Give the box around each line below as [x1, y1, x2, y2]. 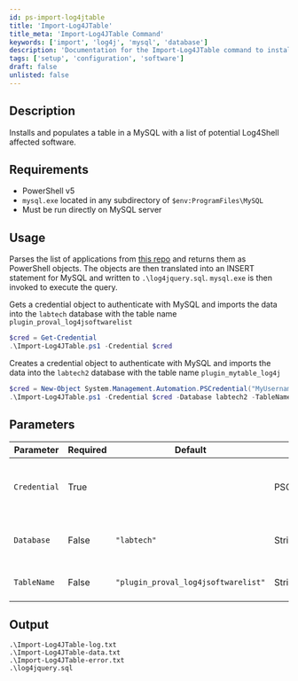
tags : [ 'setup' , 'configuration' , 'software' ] [9, 54, 184, 63]
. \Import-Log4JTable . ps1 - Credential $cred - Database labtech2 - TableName [9, 392, 292, 402]
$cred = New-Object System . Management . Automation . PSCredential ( [9, 384, 252, 393]
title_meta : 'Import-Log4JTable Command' [9, 29, 165, 38]
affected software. [9, 137, 77, 147]
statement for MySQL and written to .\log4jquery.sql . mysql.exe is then [9, 272, 273, 284]
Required [67, 443, 107, 456]
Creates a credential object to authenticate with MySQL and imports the [9, 357, 271, 368]
